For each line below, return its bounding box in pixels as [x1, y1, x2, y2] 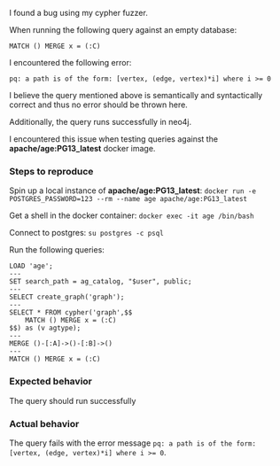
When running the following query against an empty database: [9, 25, 237, 35]
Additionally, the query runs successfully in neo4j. [9, 117, 192, 127]
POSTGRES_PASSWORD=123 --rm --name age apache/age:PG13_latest [9, 195, 248, 204]
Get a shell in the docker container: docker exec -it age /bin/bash [9, 210, 254, 221]
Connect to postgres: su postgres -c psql [9, 228, 164, 238]
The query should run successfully [9, 395, 136, 406]
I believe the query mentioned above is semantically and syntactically [9, 90, 263, 100]
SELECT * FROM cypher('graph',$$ [9, 308, 133, 317]
